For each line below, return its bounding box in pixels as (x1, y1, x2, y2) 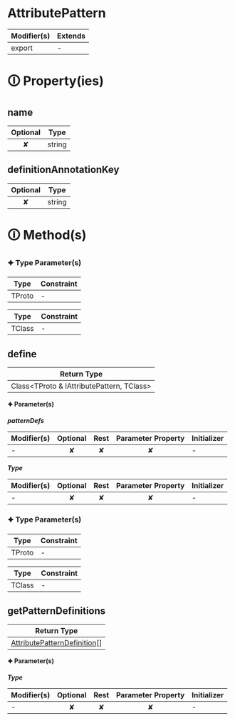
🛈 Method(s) (7, 227, 87, 243)
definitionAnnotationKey (7, 164, 120, 176)
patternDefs (7, 417, 45, 425)
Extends (56, 31, 85, 41)
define (7, 348, 37, 360)
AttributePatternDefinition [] (11, 638, 103, 648)
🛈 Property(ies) (7, 73, 105, 89)
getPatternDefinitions (7, 605, 106, 617)
